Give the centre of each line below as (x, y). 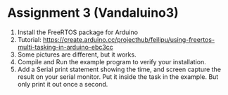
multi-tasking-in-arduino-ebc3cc (65, 47)
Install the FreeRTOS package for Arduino (78, 32)
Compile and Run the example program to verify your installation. (112, 61)
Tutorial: (30, 39)
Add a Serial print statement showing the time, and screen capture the (119, 69)
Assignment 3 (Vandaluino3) (93, 13)
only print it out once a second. (63, 84)
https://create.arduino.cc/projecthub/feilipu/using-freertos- (129, 39)
